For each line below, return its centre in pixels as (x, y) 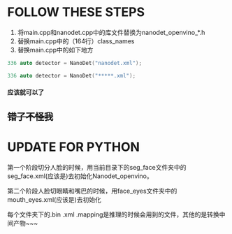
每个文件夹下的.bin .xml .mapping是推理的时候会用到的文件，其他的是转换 (114, 214)
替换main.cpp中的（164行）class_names (76, 41)
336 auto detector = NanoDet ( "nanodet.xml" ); (74, 63)
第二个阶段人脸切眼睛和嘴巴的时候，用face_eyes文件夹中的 (92, 191)
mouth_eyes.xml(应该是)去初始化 (54, 199)
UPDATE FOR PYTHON (73, 147)
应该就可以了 (26, 92)
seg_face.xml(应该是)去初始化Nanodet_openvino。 (80, 176)
